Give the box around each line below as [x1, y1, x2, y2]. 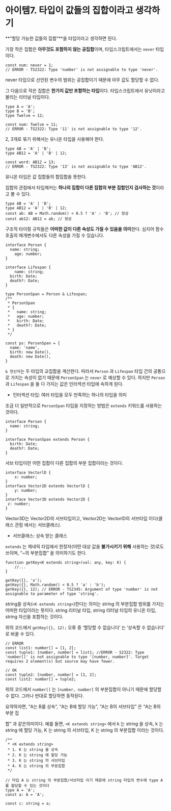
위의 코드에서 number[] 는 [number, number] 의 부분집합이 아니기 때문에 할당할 [5, 686, 162, 692]
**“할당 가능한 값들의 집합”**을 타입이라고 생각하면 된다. [5, 35, 118, 41]
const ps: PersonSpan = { [5, 340, 60, 346]
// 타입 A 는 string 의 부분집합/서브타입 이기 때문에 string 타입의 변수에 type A [5, 777, 163, 783]
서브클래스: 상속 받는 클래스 [12, 533, 68, 539]
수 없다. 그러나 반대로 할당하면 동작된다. [5, 692, 84, 699]
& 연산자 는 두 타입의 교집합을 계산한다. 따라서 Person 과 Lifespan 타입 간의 [5, 368, 153, 374]
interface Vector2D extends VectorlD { [5, 483, 90, 489]
